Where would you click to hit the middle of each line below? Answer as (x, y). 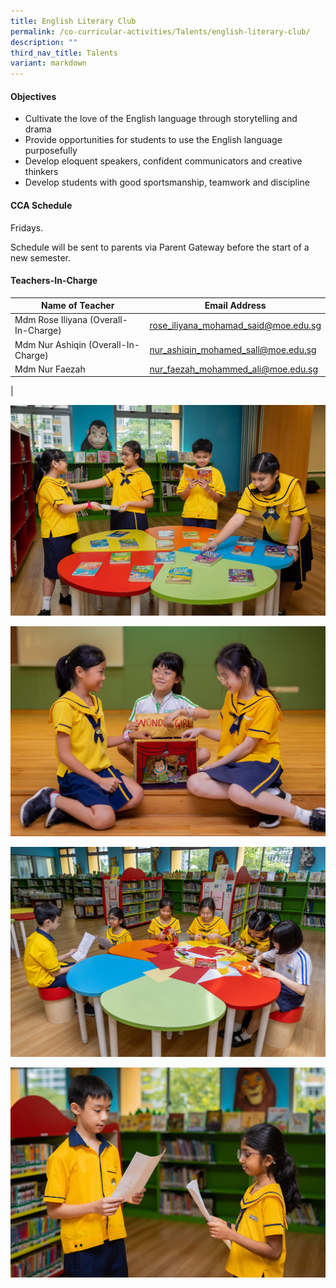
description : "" (44, 42)
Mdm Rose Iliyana (51, 320)
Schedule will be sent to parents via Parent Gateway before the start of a (160, 247)
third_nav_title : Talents (64, 53)
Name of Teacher (77, 306)
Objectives (33, 96)
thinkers (41, 172)
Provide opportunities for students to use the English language (153, 140)
